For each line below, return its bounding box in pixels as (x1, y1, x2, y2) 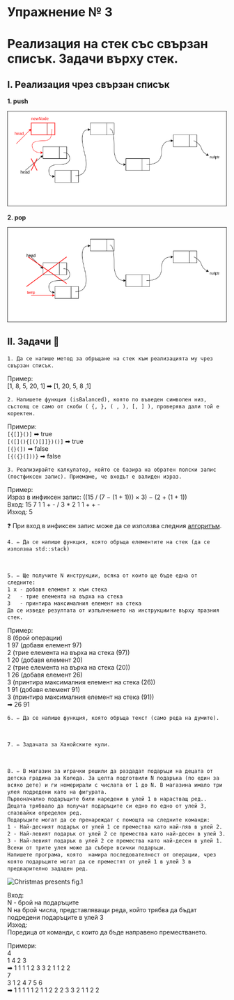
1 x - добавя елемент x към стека (7, 586, 108, 593)
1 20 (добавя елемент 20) (7, 656, 84, 664)
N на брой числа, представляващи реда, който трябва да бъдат (7, 905, 197, 914)
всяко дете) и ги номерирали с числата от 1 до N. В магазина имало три (7, 781, 223, 788)
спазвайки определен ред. (7, 809, 82, 816)
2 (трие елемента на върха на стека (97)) (7, 648, 130, 656)
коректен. (7, 410, 36, 417)
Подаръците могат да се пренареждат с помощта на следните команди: (7, 816, 210, 823)
